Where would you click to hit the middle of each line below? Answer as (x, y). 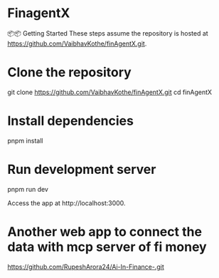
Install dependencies (70, 121)
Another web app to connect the (105, 231)
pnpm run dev (28, 189)
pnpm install (25, 140)
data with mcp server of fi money (107, 247)
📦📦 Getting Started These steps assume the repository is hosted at (108, 33)
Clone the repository (69, 72)
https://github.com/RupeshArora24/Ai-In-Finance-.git (86, 267)
